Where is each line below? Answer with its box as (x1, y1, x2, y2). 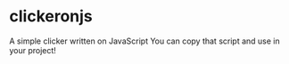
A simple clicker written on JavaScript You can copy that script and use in (9, 36, 280, 46)
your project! (9, 44, 56, 55)
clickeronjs (9, 6, 94, 27)
